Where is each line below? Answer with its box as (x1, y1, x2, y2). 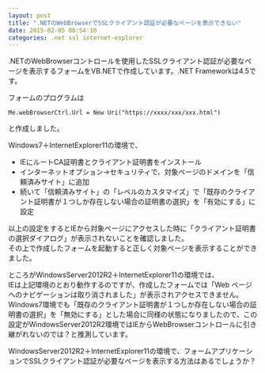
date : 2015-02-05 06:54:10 (8, 26, 97, 34)
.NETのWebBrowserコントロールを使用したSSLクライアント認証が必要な (8, 56, 245, 66)
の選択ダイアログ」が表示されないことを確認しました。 (8, 234, 188, 243)
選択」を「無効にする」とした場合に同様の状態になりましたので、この (28, 310, 258, 319)
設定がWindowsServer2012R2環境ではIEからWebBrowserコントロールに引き (8, 320, 257, 329)
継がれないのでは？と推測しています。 (8, 329, 133, 339)
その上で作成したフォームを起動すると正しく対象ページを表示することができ (8, 243, 258, 253)
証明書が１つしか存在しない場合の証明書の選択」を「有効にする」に (33, 197, 256, 207)
